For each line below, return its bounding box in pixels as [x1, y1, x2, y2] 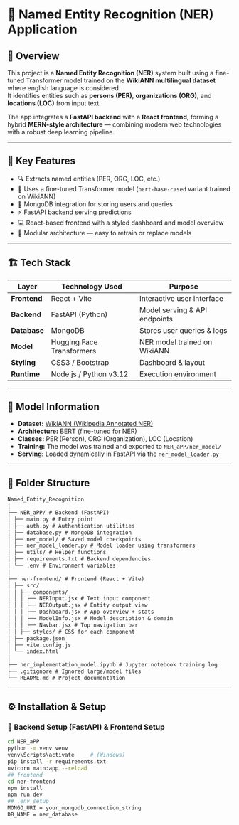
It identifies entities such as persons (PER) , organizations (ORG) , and [7, 92, 212, 100]
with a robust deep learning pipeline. [7, 128, 115, 136]
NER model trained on [139, 337, 213, 347]
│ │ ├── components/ [7, 588, 69, 596]
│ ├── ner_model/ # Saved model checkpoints [7, 536, 142, 543]
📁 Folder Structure [7, 477, 90, 489]
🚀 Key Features [7, 155, 76, 167]
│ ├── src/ [7, 582, 40, 589]
